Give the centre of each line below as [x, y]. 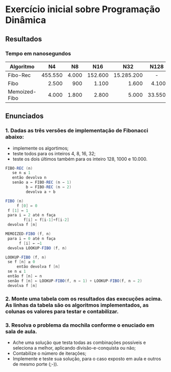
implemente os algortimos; [40, 148]
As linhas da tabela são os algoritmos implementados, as [77, 305]
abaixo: [15, 137]
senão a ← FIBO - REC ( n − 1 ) [42, 182]
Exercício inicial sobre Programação [83, 9]
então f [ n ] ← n [25, 276]
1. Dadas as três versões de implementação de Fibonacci [77, 131]
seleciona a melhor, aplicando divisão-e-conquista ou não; [74, 348]
